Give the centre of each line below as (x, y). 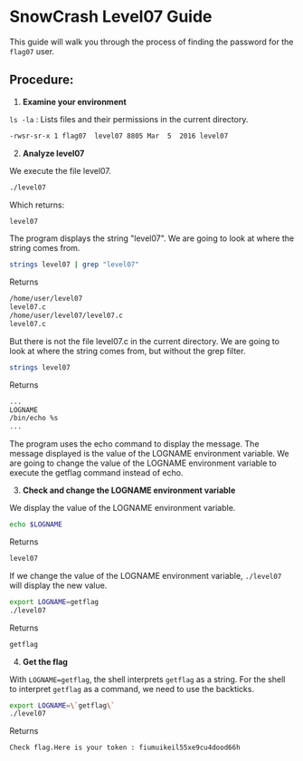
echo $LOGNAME (36, 525)
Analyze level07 (53, 153)
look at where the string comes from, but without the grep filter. (128, 351)
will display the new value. (58, 585)
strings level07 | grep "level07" (75, 265)
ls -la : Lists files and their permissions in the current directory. (129, 119)
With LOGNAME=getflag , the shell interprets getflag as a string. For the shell (147, 679)
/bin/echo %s (34, 419)
